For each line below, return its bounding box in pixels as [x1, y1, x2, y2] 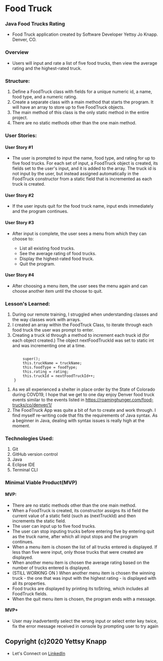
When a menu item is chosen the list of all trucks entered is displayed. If [12, 544, 158, 550]
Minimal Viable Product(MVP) [5, 479, 77, 486]
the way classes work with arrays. [12, 317, 81, 323]
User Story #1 [5, 144, 33, 150]
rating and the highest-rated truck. [12, 65, 82, 71]
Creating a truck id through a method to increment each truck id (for [12, 332, 150, 338]
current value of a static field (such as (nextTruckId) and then [12, 513, 136, 519]
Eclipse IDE [12, 462, 35, 468]
